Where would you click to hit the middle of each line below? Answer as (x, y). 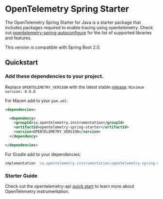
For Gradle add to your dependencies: (43, 154)
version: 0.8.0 (20, 91)
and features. (18, 38)
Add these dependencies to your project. (54, 76)
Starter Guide (21, 176)
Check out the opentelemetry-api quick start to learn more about (70, 186)
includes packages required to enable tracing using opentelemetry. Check (79, 27)
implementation (20, 163)
